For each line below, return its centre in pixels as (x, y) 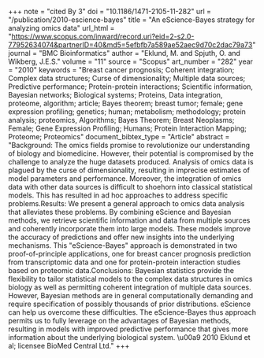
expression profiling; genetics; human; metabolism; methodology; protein (127, 112)
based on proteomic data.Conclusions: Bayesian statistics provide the (121, 270)
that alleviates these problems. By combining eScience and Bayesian (120, 212)
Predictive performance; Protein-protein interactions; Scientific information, (131, 87)
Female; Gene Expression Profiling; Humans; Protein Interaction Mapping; (127, 128)
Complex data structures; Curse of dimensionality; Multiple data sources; (127, 78)
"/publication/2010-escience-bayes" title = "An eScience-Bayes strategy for (132, 20)
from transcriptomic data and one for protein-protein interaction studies (125, 262)
